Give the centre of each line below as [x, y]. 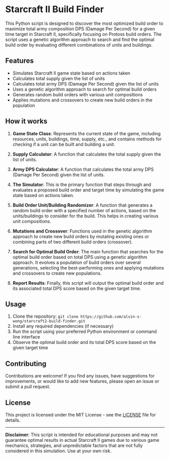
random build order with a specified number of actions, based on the [84, 210]
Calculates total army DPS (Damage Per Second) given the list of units [86, 84]
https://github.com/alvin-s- [111, 317]
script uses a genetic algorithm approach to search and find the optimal [80, 40]
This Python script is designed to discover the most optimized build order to [84, 23]
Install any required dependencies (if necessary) [63, 326]
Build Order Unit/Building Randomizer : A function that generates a [82, 205]
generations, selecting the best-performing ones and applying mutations [88, 267]
